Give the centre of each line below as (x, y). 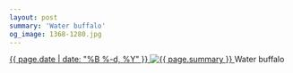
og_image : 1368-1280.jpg (56, 34)
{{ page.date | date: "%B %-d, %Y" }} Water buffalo (147, 60)
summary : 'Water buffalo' (57, 26)
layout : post (34, 17)
